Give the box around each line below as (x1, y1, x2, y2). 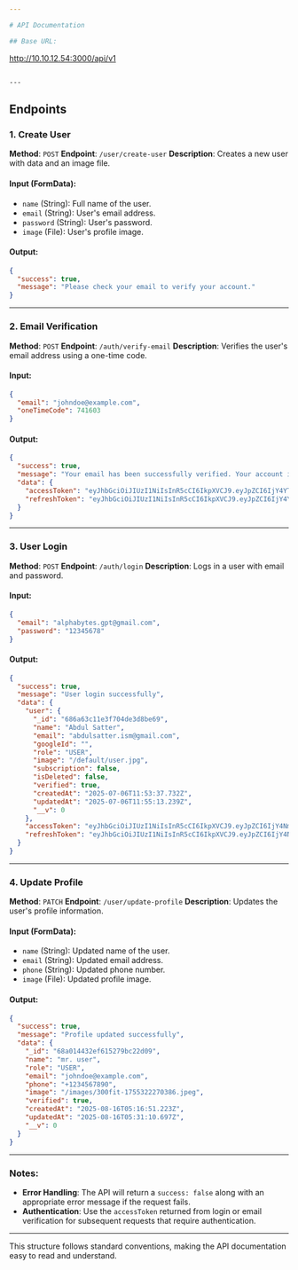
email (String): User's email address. (21, 208, 156, 218)
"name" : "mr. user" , (25, 1054, 101, 1064)
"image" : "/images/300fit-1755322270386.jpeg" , (25, 1088, 204, 1097)
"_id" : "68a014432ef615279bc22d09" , (25, 1047, 161, 1056)
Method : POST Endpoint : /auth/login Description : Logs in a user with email (9, 561, 285, 571)
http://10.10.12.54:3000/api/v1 (9, 52, 117, 63)
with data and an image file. (9, 158, 111, 169)
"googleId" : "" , (32, 740, 93, 749)
